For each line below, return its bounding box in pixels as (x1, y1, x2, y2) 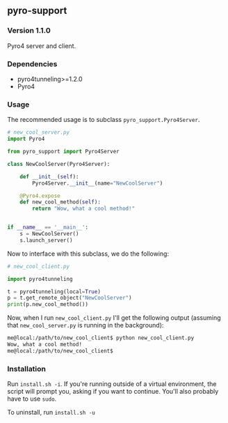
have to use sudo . (7, 394, 57, 403)
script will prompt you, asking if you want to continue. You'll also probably (7, 387, 219, 396)
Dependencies (7, 59, 58, 68)
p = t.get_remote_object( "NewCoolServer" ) (7, 295, 132, 302)
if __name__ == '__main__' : (7, 224, 89, 231)
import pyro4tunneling (7, 275, 73, 282)
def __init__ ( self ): (19, 173, 79, 180)
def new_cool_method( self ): (19, 199, 101, 206)
